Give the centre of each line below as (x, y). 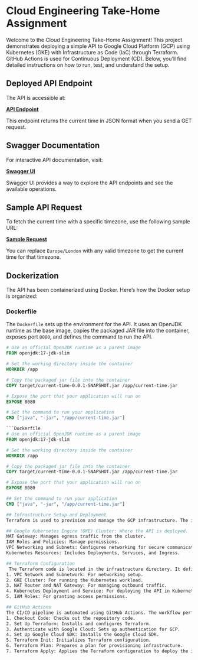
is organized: (22, 296)
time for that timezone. (34, 257)
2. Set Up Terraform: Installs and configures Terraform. (79, 624)
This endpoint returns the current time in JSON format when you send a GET (99, 121)
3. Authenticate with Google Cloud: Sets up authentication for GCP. (93, 629)
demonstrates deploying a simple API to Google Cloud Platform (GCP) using (98, 46)
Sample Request (27, 239)
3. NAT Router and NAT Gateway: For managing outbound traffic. (87, 586)
